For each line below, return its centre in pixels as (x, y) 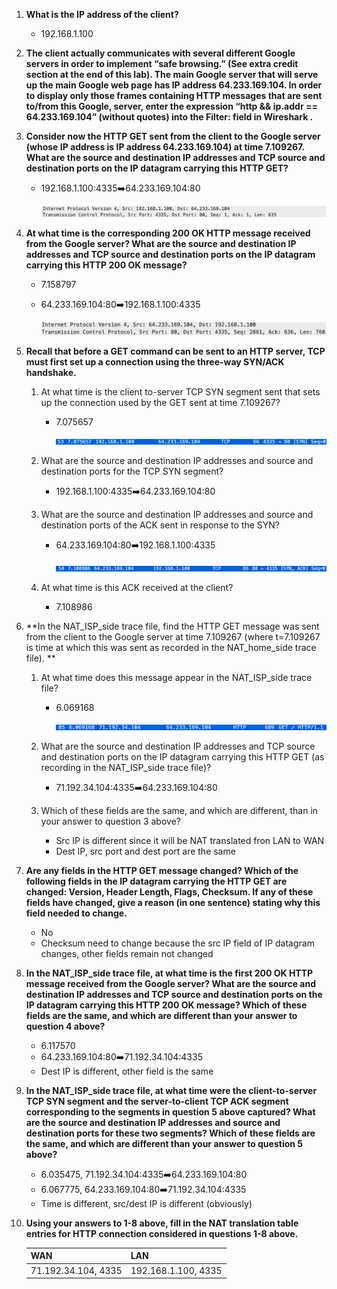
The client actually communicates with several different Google (160, 53)
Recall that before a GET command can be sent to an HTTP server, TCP (175, 351)
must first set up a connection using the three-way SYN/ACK (155, 361)
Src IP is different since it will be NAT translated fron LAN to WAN (190, 840)
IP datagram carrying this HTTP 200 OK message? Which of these (166, 1005)
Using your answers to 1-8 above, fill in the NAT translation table (162, 1223)
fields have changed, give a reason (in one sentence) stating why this (173, 902)
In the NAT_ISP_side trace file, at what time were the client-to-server (171, 1090)
